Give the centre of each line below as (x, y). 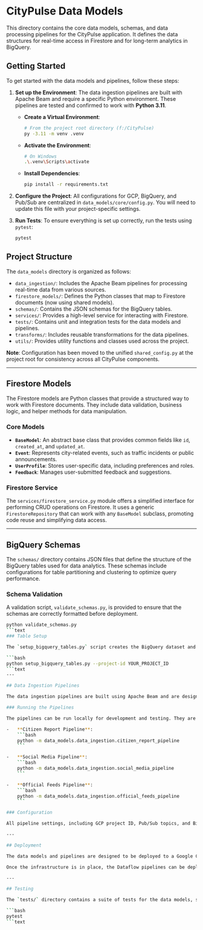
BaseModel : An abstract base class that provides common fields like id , (102, 440)
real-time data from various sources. (60, 289)
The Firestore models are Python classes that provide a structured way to (98, 398)
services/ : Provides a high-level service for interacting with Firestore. (101, 315)
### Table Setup (27, 636)
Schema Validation (34, 594)
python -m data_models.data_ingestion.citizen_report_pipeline (98, 741)
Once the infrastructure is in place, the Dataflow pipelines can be (96, 867)
